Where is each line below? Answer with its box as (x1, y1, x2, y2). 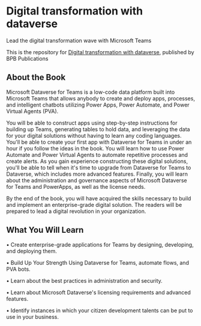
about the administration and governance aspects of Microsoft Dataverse (6, 176, 187, 184)
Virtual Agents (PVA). (6, 107, 59, 115)
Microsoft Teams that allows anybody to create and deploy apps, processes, (6, 94, 195, 102)
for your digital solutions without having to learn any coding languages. (6, 132, 182, 139)
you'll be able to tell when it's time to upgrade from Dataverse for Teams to (6, 164, 191, 171)
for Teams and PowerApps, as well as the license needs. (6, 183, 146, 190)
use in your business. (6, 313, 59, 320)
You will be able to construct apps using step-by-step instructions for (6, 119, 178, 126)
